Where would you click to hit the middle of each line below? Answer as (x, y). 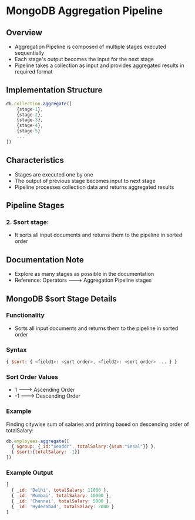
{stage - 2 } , (30, 115)
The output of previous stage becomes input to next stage (85, 181)
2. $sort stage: (28, 222)
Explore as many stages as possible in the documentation (84, 274)
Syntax (16, 349)
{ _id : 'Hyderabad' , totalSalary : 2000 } (63, 506)
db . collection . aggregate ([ (39, 104)
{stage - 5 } (29, 131)
